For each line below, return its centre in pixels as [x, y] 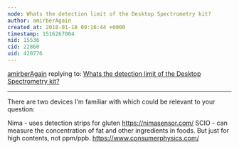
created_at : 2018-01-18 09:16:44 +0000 [67, 27]
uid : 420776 [25, 54]
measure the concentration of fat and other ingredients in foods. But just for [118, 130]
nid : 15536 [23, 40]
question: [21, 109]
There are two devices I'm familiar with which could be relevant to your [111, 101]
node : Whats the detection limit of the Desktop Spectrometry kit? [110, 14]
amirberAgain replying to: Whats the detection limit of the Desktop [104, 73]
